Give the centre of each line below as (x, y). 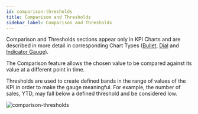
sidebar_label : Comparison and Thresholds (59, 22)
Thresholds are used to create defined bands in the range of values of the (96, 81)
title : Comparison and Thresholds (49, 17)
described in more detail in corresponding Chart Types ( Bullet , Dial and (92, 45)
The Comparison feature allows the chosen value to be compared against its (99, 63)
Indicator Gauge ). (27, 52)
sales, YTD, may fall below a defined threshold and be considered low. (92, 94)
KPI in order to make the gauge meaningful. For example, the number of (93, 87)
